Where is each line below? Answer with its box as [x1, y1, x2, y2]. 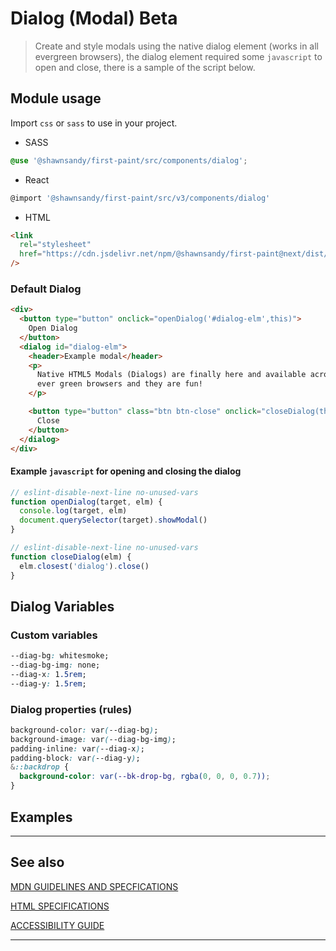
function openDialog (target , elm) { [10, 497, 163, 507]
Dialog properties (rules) [10, 702, 133, 716]
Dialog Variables [10, 598, 115, 615]
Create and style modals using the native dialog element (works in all [34, 40, 320, 52]
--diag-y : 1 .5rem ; [10, 678, 87, 689]
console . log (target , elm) [19, 506, 128, 516]
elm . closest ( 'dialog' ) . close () [19, 561, 150, 571]
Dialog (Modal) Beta [10, 7, 178, 30]
